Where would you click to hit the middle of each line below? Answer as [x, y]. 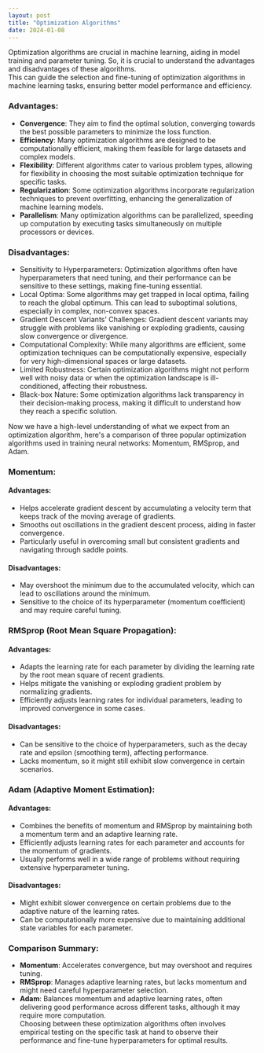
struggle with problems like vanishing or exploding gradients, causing [132, 328]
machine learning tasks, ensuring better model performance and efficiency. [130, 86]
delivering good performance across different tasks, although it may [130, 1007]
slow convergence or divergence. [74, 336]
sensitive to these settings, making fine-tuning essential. [111, 286]
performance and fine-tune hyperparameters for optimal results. [124, 1040]
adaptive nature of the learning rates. [79, 911]
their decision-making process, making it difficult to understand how [130, 402]
